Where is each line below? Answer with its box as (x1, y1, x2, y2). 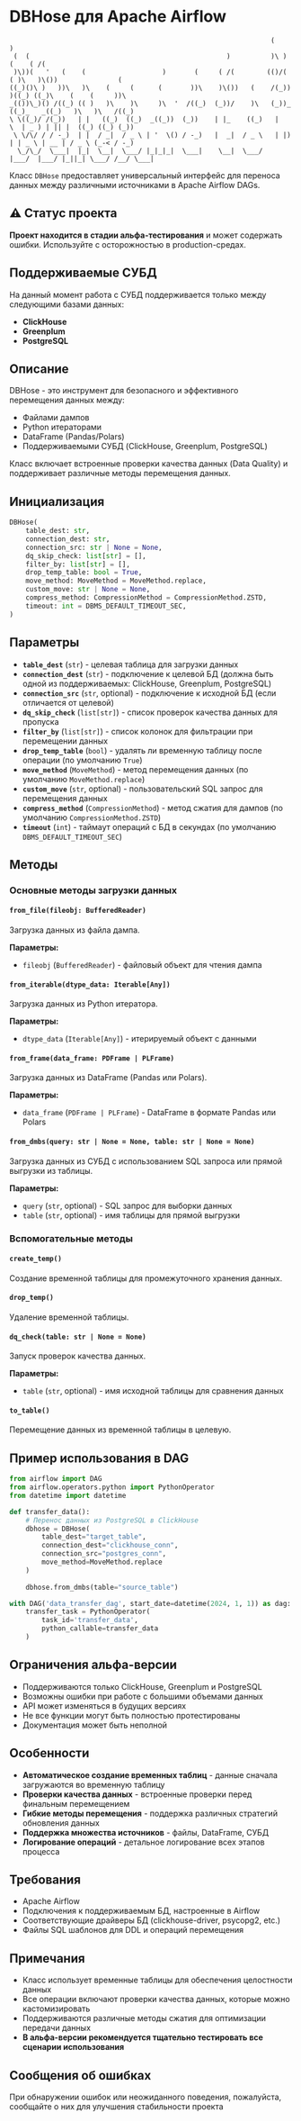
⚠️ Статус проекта (9, 205, 118, 221)
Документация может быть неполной (22, 1719, 168, 1730)
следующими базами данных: (9, 299, 125, 310)
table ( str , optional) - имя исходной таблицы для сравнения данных (22, 1385, 285, 1396)
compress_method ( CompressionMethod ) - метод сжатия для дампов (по (22, 802, 283, 813)
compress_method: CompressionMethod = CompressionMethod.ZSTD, (25, 593, 268, 602)
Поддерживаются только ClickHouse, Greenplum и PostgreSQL (22, 1681, 262, 1692)
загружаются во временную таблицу (22, 1779, 165, 1790)
